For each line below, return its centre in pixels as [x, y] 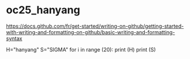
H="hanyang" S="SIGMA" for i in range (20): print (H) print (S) [81, 49]
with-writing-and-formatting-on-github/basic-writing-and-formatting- [91, 32]
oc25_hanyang [43, 10]
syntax [14, 38]
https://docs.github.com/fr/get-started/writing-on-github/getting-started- [95, 26]
